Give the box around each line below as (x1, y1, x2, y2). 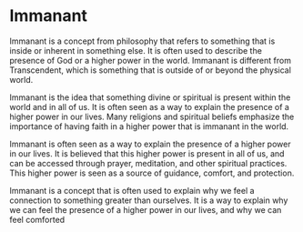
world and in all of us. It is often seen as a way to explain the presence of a (9, 101, 289, 112)
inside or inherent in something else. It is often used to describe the (9, 45, 262, 55)
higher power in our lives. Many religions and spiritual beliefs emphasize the (9, 111, 295, 122)
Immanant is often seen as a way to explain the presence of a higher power (9, 138, 291, 149)
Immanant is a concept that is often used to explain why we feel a (9, 185, 255, 196)
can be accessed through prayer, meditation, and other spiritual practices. (9, 157, 288, 168)
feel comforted (9, 214, 66, 225)
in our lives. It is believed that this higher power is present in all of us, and (9, 147, 285, 159)
